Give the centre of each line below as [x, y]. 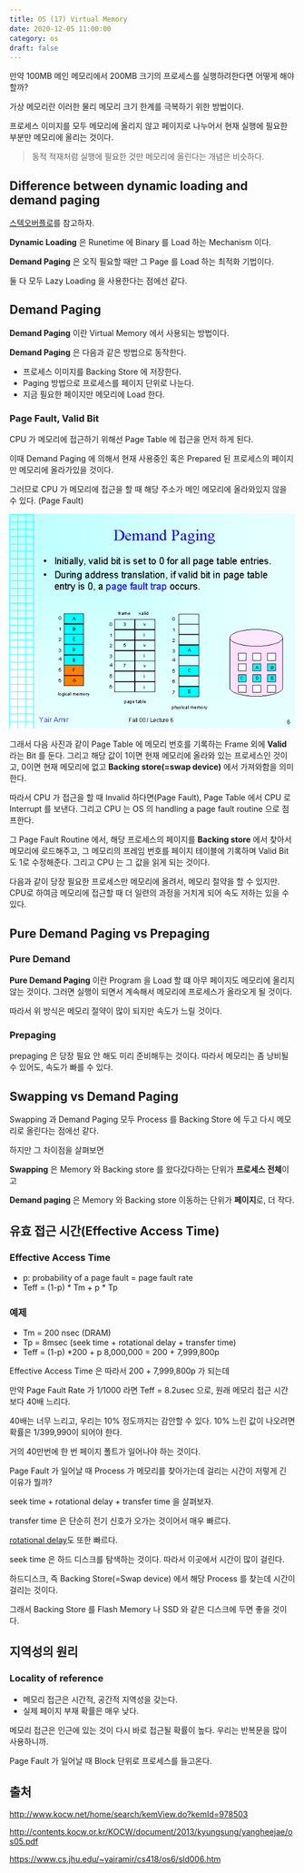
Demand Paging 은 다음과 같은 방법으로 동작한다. [98, 352]
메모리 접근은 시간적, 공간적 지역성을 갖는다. [100, 1700]
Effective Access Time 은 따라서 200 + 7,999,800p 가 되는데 [119, 1371]
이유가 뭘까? [31, 1482]
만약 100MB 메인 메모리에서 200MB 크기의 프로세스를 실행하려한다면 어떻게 [144, 76]
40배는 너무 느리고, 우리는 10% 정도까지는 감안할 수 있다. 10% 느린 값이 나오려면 [152, 1421]
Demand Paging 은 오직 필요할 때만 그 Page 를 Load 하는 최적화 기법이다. [142, 262]
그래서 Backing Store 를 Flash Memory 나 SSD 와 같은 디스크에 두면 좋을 [140, 1609]
